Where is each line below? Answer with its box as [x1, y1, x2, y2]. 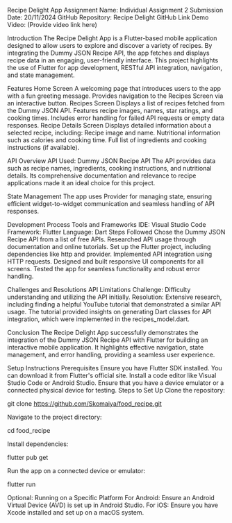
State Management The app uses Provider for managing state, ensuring [7, 192, 213, 200]
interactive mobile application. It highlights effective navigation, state [7, 343, 204, 351]
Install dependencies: [7, 440, 69, 448]
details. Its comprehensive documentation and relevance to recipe [7, 171, 197, 180]
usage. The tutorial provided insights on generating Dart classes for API [7, 308, 212, 316]
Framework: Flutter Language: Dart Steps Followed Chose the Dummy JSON [7, 228, 226, 236]
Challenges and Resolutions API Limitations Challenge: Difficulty [7, 286, 191, 293]
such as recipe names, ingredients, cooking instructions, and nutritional [7, 164, 212, 172]
